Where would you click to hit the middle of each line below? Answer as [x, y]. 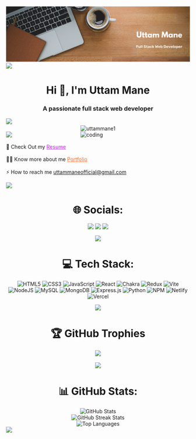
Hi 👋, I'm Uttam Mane [98, 90]
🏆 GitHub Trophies [98, 333]
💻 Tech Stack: [98, 264]
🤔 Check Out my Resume [36, 146]
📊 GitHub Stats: [98, 391]
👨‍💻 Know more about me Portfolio [47, 159]
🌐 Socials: [98, 210]
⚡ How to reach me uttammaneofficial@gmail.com [66, 172]
